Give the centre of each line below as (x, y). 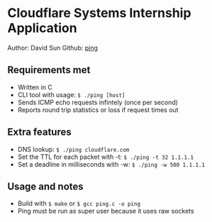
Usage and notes (45, 186)
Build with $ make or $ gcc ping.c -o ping (79, 204)
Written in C (35, 87)
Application (42, 28)
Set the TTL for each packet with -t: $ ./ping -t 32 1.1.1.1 (105, 157)
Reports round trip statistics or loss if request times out (98, 110)
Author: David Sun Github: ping (52, 48)
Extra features (40, 132)
